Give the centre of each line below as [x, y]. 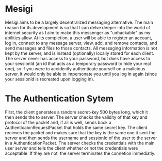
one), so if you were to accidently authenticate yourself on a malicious [75, 68]
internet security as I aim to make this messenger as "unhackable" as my [78, 32]
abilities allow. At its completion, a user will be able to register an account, [79, 38]
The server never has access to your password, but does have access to [78, 58]
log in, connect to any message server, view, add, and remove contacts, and [81, 43]
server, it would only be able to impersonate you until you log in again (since [81, 74]
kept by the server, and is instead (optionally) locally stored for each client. [80, 53]
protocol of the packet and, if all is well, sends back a [58, 122]
